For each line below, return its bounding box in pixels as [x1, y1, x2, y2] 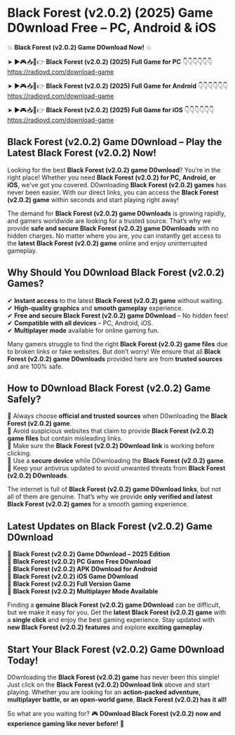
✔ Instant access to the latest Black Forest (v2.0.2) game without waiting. [7, 296, 224, 304]
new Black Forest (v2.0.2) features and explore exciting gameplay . [7, 623, 205, 632]
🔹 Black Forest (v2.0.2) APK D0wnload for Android [7, 565, 158, 573]
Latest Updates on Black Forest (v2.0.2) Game [7, 520, 213, 532]
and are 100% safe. [7, 362, 63, 370]
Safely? [7, 393, 41, 405]
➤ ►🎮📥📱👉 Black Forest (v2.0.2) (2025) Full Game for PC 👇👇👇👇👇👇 [7, 58, 213, 66]
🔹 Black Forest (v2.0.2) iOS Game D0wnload [7, 572, 139, 581]
